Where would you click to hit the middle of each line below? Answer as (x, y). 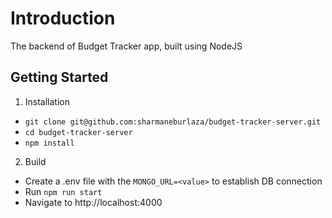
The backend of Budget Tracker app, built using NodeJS (126, 46)
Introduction (63, 18)
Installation (47, 101)
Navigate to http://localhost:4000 (93, 202)
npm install (49, 143)
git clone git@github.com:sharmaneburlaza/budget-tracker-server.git (173, 122)
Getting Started (59, 77)
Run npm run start (63, 191)
